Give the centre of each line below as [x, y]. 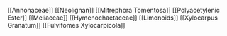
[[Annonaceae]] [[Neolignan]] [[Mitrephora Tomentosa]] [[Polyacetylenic [113, 10]
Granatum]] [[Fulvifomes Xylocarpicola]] [66, 25]
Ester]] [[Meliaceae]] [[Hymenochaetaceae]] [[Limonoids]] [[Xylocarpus [113, 18]
